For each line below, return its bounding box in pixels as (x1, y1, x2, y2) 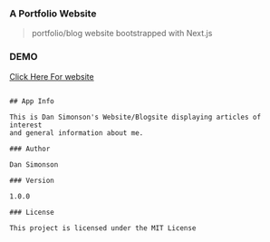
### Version (9, 176, 54, 185)
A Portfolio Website (9, 7, 97, 20)
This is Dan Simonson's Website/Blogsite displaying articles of (9, 112, 261, 121)
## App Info (9, 96, 54, 106)
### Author (9, 144, 51, 153)
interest (9, 121, 43, 130)
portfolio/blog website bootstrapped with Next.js (31, 28, 213, 39)
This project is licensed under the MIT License (9, 223, 197, 233)
